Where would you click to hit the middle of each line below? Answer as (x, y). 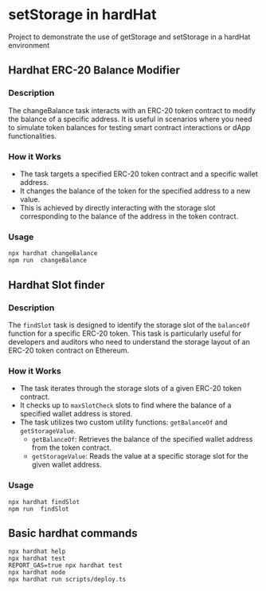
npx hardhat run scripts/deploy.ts (67, 580)
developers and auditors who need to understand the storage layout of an (129, 341)
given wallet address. (66, 465)
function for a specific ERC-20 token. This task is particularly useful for (125, 333)
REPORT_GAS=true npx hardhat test (66, 565)
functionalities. (33, 136)
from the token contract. (71, 447)
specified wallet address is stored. (76, 414)
